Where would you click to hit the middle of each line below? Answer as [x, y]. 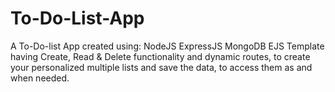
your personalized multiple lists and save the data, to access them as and [161, 67]
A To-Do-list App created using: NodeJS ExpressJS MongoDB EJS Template [167, 46]
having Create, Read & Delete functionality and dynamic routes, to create [160, 56]
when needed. [40, 78]
